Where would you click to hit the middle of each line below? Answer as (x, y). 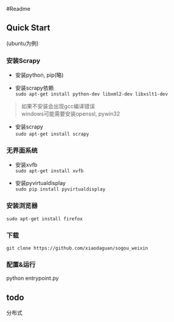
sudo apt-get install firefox (45, 219)
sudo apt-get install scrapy (52, 134)
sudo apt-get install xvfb (49, 171)
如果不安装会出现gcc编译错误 (58, 107)
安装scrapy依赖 (34, 88)
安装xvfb (26, 165)
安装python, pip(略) (39, 75)
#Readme (18, 9)
